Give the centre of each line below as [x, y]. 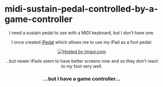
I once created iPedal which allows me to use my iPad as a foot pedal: [82, 42]
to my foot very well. [82, 66]
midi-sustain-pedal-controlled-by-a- [81, 9]
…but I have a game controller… [82, 79]
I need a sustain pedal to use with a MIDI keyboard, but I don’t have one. [82, 33]
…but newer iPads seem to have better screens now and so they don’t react [82, 61]
